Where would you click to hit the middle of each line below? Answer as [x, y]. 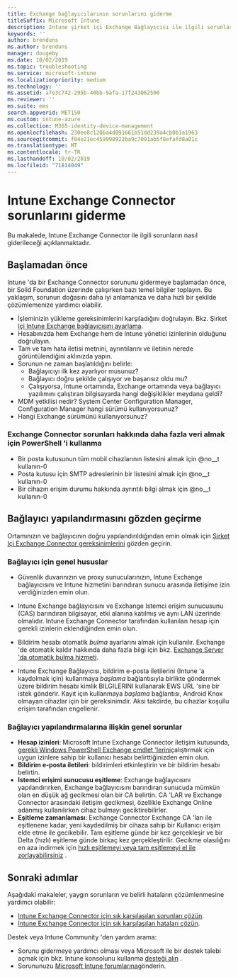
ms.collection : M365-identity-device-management [80, 126]
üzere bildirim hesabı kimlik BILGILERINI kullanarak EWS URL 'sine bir [119, 686]
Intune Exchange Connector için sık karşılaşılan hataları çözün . [109, 924]
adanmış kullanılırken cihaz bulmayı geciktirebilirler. [92, 810]
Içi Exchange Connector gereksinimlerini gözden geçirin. [90, 543]
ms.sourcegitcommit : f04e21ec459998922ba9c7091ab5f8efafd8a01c [103, 139]
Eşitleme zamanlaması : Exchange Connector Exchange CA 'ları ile [115, 818]
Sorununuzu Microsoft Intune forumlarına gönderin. [92, 966]
